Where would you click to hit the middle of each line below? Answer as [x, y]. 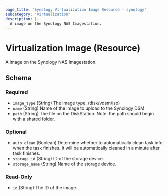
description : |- [22, 19]
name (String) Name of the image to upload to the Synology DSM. [79, 108]
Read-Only [19, 177]
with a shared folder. [34, 119]
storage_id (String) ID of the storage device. [58, 159]
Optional [16, 132]
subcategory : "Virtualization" [38, 14]
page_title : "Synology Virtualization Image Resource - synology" [76, 10]
